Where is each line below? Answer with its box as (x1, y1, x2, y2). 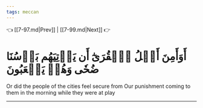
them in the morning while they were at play (6, 89, 115, 96)
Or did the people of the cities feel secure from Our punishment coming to (6, 83, 191, 90)
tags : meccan (6, 8, 39, 15)
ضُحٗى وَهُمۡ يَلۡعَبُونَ (6, 62, 100, 76)
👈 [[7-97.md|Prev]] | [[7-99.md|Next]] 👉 (6, 25, 111, 33)
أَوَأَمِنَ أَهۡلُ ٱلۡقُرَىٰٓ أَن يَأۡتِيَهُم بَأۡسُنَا (6, 49, 187, 63)
